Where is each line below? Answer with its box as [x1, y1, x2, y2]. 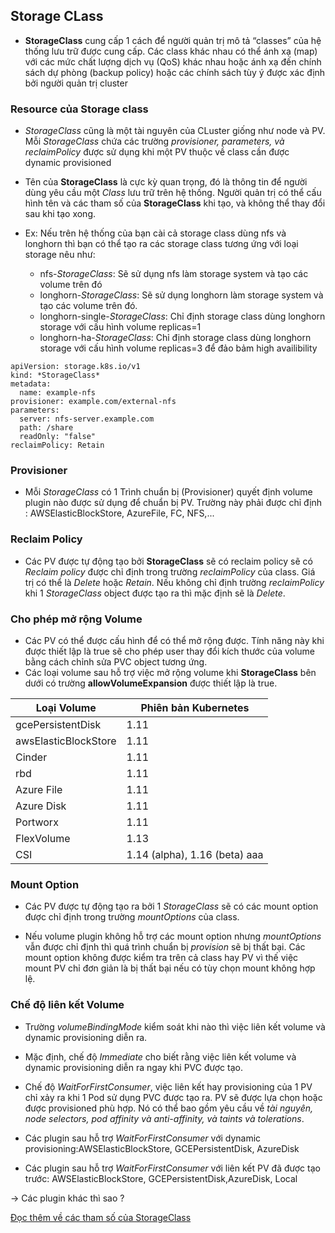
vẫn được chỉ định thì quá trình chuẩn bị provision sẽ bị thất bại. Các [24, 941, 306, 953]
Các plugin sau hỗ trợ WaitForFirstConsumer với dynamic [24, 1132, 262, 1144]
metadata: [10, 379, 52, 389]
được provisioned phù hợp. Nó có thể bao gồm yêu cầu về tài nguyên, [24, 1102, 314, 1114]
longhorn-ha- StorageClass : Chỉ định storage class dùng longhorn [39, 332, 312, 344]
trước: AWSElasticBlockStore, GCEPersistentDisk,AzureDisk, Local [24, 1172, 298, 1184]
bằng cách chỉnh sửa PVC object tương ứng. [24, 656, 208, 668]
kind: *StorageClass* [10, 370, 101, 381]
